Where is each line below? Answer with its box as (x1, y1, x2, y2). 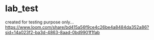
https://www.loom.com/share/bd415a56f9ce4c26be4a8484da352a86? (5, 24, 150, 30)
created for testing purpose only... (5, 19, 74, 25)
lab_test (5, 3, 38, 14)
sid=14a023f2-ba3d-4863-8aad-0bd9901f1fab (5, 29, 100, 35)
